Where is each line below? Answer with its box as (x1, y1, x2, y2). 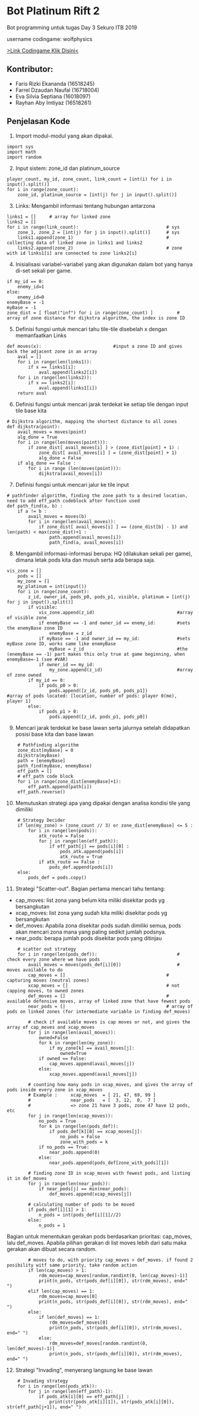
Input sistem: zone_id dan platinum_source (15, 164, 121, 172)
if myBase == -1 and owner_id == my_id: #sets (38, 636, 191, 642)
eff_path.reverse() (17, 789, 66, 795)
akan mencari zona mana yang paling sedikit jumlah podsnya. (15, 928, 166, 935)
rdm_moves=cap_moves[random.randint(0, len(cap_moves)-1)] (38, 1272, 188, 1278)
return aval (17, 390, 47, 396)
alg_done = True (17, 434, 58, 440)
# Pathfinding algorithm (17, 742, 79, 748)
